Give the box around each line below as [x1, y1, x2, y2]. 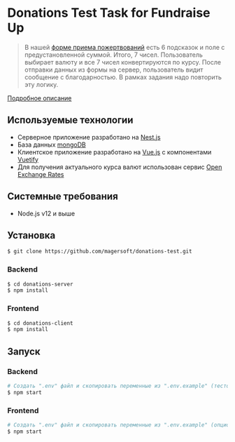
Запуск [7, 345, 41, 357]
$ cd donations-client [7, 319, 73, 327]
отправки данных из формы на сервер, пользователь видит [24, 65, 204, 74]
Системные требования [7, 191, 119, 203]
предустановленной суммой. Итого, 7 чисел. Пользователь [24, 51, 203, 59]
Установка [7, 229, 56, 241]
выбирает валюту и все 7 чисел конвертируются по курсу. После [24, 58, 222, 66]
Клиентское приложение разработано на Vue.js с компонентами [17, 147, 212, 156]
